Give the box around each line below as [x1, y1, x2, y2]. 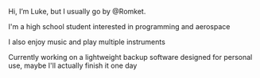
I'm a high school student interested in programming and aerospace [8, 22, 231, 31]
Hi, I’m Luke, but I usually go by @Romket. [8, 7, 146, 16]
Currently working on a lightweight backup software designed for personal [8, 53, 253, 61]
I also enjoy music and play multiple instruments [8, 37, 165, 46]
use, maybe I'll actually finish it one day [8, 61, 138, 70]
